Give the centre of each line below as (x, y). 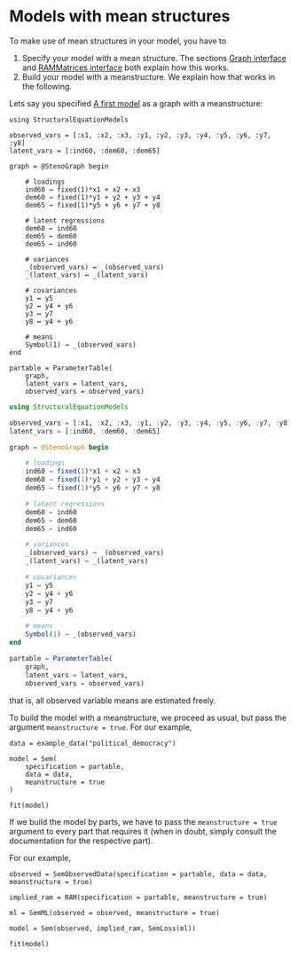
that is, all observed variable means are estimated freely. (113, 700)
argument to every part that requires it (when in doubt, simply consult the (143, 831)
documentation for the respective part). (81, 841)
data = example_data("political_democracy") (93, 743)
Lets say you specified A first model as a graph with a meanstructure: (136, 103)
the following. (47, 86)
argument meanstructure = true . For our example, (101, 727)
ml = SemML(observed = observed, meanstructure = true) (114, 913)
